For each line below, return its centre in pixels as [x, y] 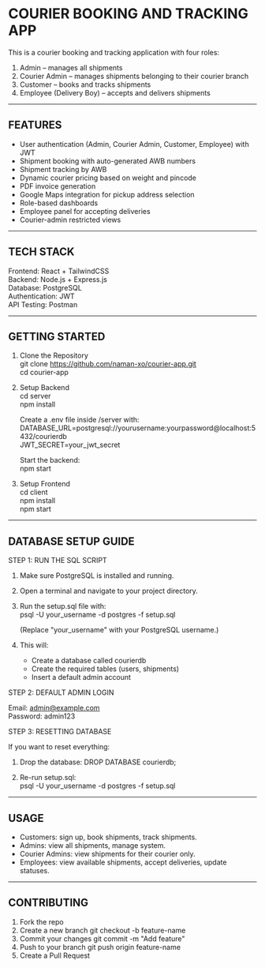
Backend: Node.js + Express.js [58, 279]
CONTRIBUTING [49, 903]
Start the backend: [50, 460]
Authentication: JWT [41, 296]
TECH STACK [41, 252]
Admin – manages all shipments [71, 67]
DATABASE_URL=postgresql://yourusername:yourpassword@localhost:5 [138, 428]
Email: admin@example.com [54, 708]
